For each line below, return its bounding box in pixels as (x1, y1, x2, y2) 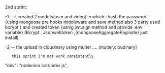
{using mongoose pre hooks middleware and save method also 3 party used (5, 19, 160, 25)
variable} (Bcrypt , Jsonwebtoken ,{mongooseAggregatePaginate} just (5, 30, 148, 35)
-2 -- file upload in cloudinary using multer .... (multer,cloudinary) (5, 44, 137, 50)
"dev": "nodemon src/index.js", (5, 63, 68, 68)
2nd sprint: (5, 4, 27, 10)
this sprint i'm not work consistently (11, 54, 94, 59)
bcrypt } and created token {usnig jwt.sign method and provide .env (5, 24, 143, 30)
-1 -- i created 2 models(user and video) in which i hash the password (5, 14, 147, 19)
